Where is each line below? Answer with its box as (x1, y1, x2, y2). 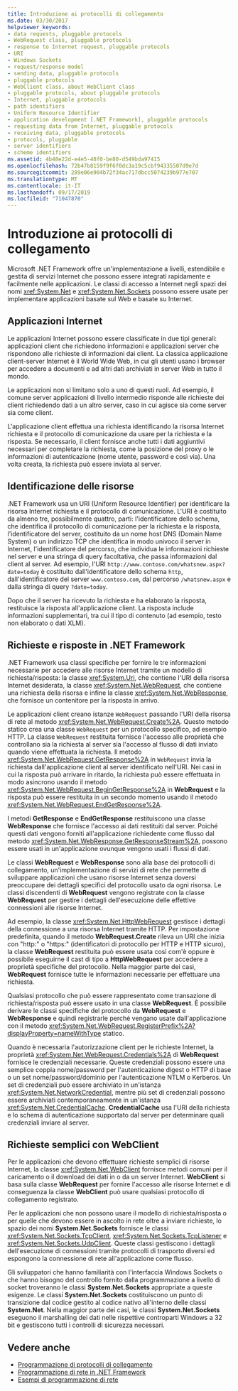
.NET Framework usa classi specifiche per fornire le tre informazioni (7, 658, 207, 666)
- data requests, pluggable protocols (7, 30, 122, 38)
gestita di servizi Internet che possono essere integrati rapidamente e (7, 272, 211, 281)
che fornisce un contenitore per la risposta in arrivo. (7, 695, 160, 704)
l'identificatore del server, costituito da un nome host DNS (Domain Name (7, 529, 222, 538)
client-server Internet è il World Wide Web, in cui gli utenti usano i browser (7, 357, 225, 365)
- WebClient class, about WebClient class (7, 83, 135, 90)
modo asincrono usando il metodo (7, 777, 108, 786)
